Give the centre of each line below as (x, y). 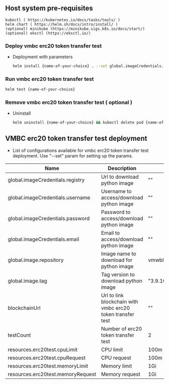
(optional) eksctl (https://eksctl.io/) (48, 33)
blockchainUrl (24, 308)
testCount (19, 335)
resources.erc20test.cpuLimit (43, 350)
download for (117, 260)
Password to (116, 212)
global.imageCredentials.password (49, 218)
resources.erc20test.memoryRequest (52, 374)
